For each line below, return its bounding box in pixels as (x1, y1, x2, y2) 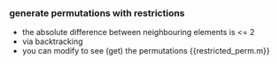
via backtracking (21, 36, 83, 47)
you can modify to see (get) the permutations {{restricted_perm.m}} (21, 46, 270, 56)
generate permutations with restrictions (9, 7, 185, 19)
